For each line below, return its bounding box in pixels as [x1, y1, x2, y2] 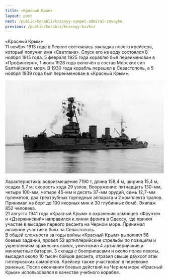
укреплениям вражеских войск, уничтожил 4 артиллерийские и [5, 242, 144, 248]
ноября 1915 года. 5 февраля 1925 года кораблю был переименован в [5, 54, 155, 60]
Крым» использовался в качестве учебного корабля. [5, 269, 120, 275]
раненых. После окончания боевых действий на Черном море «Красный [5, 264, 162, 270]
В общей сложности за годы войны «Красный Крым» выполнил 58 [5, 232, 149, 238]
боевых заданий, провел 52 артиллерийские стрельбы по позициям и [5, 237, 156, 243]
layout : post [5, 13, 33, 19]
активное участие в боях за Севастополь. [5, 226, 96, 232]
